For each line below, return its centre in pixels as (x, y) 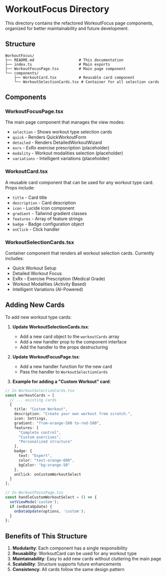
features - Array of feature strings (48, 218)
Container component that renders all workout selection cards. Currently (80, 253)
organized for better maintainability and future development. (67, 28)
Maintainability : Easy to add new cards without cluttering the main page (87, 559)
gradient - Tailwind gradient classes (50, 213)
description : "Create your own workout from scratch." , (74, 414)
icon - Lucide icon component (43, 208)
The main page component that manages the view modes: (65, 122)
